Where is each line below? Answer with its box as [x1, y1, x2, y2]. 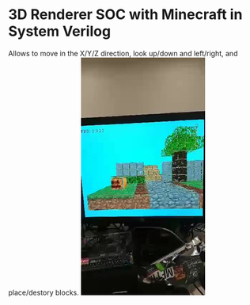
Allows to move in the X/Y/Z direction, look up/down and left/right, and [8, 48, 238, 58]
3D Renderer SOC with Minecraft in [8, 6, 243, 24]
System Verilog [8, 22, 112, 40]
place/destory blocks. [8, 288, 79, 297]
